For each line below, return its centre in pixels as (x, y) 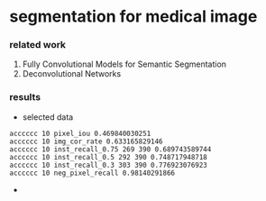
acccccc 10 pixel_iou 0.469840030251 (80, 133)
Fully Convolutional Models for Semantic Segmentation (124, 64)
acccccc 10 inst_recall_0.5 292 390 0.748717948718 (108, 157)
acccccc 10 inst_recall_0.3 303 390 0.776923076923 (108, 165)
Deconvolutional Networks (72, 74)
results (25, 97)
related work (37, 45)
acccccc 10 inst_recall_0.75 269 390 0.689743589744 (110, 149)
